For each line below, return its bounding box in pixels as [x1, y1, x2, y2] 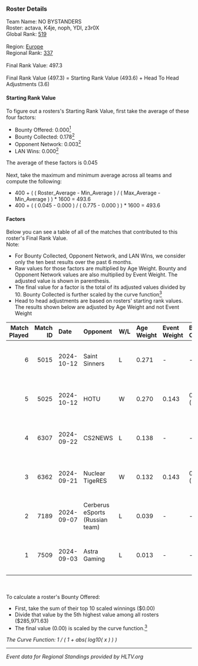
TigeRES [83, 476, 107, 484]
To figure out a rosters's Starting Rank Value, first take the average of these [6, 107, 190, 114]
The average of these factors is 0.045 [6, 159, 98, 166]
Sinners [83, 359, 105, 367]
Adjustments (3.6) [6, 81, 50, 88]
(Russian [83, 515, 108, 523]
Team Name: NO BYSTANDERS [6, 18, 82, 25]
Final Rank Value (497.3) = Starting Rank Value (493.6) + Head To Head [6, 74, 179, 81]
